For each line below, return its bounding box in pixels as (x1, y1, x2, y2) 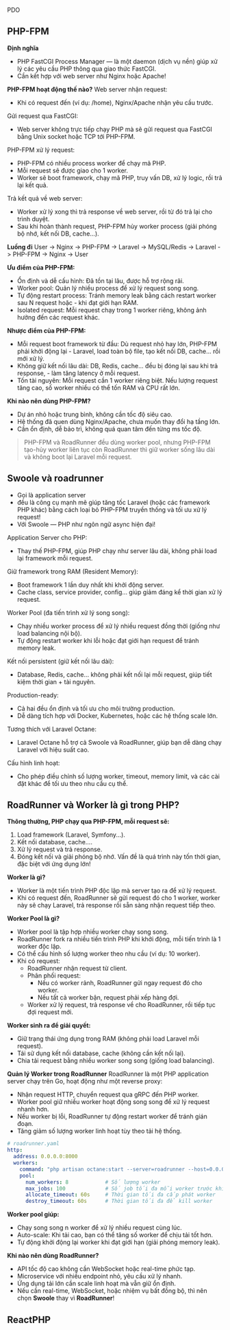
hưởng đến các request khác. (16, 313, 101, 322)
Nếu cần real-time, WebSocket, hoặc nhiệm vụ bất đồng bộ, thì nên (16, 1287, 207, 1295)
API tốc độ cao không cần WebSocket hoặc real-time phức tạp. (16, 1265, 196, 1273)
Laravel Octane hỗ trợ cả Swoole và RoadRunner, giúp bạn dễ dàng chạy (16, 738, 222, 746)
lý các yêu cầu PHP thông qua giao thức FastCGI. (16, 65, 156, 73)
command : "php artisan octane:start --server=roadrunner (19, 1166, 186, 1173)
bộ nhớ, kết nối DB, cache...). (16, 229, 99, 238)
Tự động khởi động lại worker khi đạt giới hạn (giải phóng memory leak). (16, 1238, 220, 1246)
